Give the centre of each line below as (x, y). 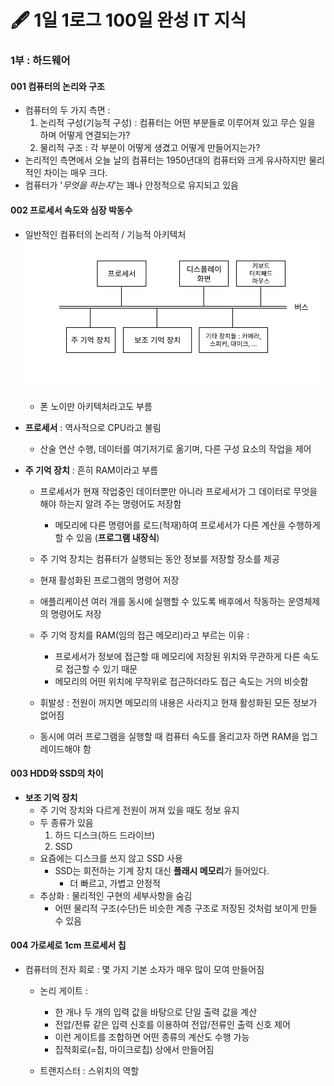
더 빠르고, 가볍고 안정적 (115, 883)
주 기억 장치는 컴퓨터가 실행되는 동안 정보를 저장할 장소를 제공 (159, 558)
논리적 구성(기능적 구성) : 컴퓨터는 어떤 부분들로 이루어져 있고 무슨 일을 (177, 123)
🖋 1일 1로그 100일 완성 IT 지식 (128, 20)
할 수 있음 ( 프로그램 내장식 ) (107, 537)
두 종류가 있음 (66, 822)
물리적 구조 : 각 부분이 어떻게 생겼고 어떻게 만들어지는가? (150, 148)
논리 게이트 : (63, 990)
